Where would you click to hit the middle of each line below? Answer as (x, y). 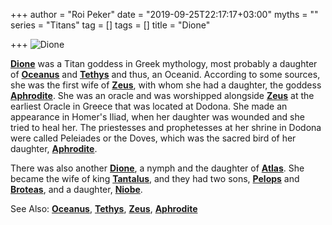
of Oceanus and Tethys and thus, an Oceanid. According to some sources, (165, 74)
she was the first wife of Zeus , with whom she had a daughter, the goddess (166, 85)
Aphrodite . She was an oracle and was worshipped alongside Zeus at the (162, 95)
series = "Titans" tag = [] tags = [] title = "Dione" (110, 25)
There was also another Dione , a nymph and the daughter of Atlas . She (157, 168)
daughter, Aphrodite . (54, 148)
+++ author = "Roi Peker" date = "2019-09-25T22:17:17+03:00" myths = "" (164, 14)
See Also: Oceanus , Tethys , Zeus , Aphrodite (104, 208)
